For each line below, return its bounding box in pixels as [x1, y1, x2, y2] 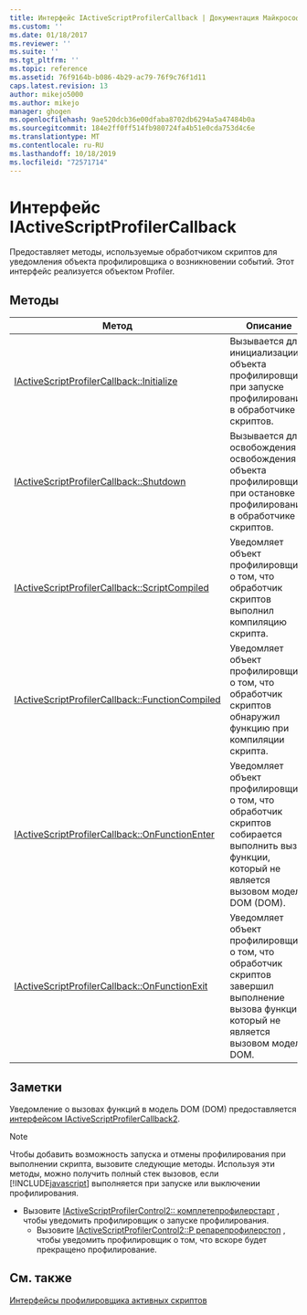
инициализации [229, 346, 300, 359]
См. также [9, 1270, 73, 1286]
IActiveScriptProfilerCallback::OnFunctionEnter [14, 828, 215, 841]
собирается [229, 828, 282, 841]
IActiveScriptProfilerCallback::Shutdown [14, 476, 186, 489]
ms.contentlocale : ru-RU [9, 141, 104, 150]
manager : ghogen [9, 107, 71, 116]
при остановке [229, 487, 295, 500]
